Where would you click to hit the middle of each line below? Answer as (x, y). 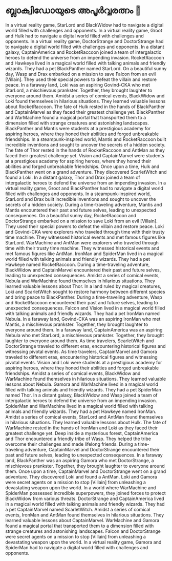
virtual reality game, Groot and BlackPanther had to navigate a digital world (84, 188)
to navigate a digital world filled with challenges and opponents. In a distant (85, 47)
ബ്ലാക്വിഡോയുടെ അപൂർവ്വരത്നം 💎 (73, 11)
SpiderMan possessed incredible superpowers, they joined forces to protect (86, 493)
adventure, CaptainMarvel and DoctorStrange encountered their (92, 449)
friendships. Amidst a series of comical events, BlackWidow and (73, 373)
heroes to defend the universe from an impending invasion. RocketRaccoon (85, 57)
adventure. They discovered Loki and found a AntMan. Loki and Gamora (81, 476)
